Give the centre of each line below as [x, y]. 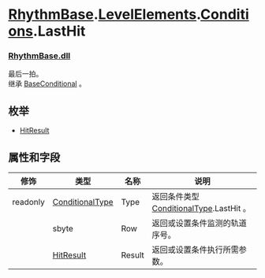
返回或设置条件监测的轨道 [199, 224]
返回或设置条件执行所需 [195, 250]
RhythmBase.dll [39, 56]
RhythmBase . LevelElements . [105, 15]
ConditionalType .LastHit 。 [201, 209]
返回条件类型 [175, 197]
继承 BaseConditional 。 [47, 83]
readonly [29, 202]
